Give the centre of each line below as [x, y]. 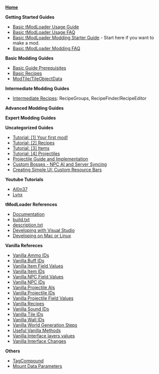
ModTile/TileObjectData [37, 79]
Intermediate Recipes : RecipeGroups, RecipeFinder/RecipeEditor [79, 98]
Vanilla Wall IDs [28, 320]
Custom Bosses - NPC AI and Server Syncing [60, 164]
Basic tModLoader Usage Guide [46, 27]
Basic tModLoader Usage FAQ [44, 32]
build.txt [21, 220]
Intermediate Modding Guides [37, 88]
